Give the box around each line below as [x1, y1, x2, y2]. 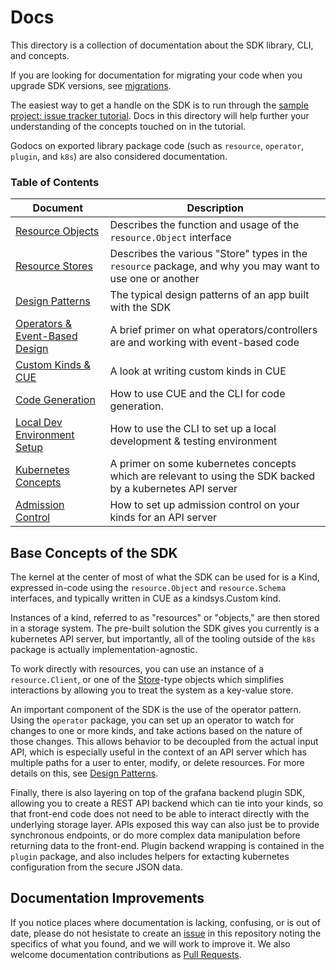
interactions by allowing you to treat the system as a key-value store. [10, 684, 294, 696]
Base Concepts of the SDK [10, 544, 178, 561]
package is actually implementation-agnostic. [10, 644, 198, 656]
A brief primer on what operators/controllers [109, 323, 318, 337]
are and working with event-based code [109, 336, 300, 350]
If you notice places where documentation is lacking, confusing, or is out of [10, 916, 321, 928]
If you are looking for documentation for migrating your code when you [10, 69, 303, 81]
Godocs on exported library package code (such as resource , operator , [10, 139, 305, 151]
